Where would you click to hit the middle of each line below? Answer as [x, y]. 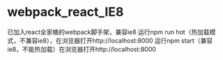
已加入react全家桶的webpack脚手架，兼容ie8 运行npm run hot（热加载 [109, 32]
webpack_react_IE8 [66, 12]
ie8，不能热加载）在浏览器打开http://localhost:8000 [82, 49]
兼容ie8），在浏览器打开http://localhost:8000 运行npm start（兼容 [119, 40]
